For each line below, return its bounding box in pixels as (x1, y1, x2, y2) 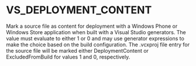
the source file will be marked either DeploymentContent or (6, 47, 149, 54)
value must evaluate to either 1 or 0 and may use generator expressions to (6, 35, 184, 42)
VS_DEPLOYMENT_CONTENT (6, 3, 152, 17)
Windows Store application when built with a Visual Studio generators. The (6, 28, 186, 35)
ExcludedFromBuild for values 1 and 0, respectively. (6, 53, 130, 60)
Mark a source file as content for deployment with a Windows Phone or (6, 23, 178, 30)
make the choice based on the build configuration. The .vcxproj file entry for (6, 41, 190, 48)
